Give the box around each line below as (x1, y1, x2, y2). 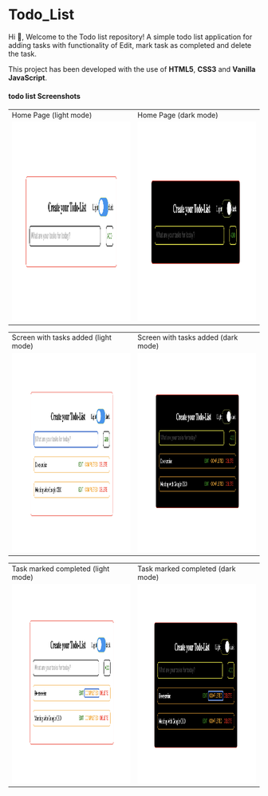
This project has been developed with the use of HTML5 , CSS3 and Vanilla (8, 64, 256, 73)
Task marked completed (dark (137, 564, 236, 573)
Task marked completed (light (11, 564, 110, 573)
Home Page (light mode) (11, 110, 93, 120)
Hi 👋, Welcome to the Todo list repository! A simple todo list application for (8, 32, 253, 41)
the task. (8, 49, 37, 58)
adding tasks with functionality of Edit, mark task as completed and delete (8, 40, 252, 49)
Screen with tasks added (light (11, 333, 112, 342)
